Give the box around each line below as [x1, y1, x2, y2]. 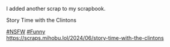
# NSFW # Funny [6, 28, 46, 35]
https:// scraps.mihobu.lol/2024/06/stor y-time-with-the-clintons [6, 35, 164, 41]
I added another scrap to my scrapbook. [6, 5, 106, 12]
